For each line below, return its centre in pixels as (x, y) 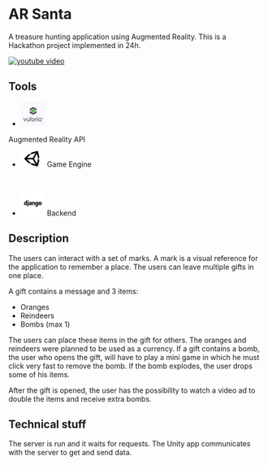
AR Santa (40, 14)
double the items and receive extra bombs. (80, 398)
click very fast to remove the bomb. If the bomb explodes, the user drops (131, 366)
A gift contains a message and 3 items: (73, 291)
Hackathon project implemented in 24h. (75, 45)
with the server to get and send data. (70, 453)
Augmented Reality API (47, 139)
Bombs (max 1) (45, 324)
